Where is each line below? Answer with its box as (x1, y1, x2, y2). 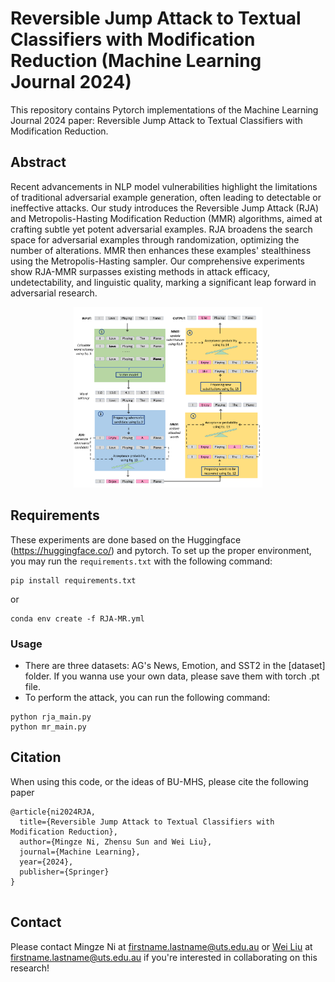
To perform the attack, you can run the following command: (24, 691, 271, 703)
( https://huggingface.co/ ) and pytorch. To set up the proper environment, (10, 544, 312, 556)
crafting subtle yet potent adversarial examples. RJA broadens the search (10, 223, 313, 235)
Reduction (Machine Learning (10, 50, 262, 72)
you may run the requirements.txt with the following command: (10, 555, 273, 567)
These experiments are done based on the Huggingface (10, 533, 242, 546)
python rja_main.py (10, 712, 92, 722)
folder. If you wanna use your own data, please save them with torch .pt (24, 670, 320, 682)
